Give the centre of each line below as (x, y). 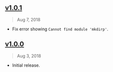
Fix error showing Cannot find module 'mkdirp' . (60, 29)
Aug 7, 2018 (29, 19)
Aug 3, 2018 (29, 56)
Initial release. (26, 65)
